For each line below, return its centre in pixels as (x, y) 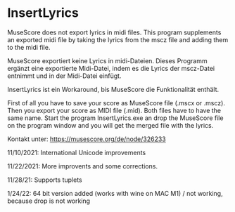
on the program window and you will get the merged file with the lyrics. (110, 125)
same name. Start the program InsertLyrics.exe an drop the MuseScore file (115, 118)
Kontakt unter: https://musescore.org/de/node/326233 (87, 139)
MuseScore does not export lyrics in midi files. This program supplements (114, 32)
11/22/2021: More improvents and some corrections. (83, 166)
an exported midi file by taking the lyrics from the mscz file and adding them (118, 39)
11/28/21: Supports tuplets (45, 180)
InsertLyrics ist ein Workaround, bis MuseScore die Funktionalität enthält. (113, 89)
